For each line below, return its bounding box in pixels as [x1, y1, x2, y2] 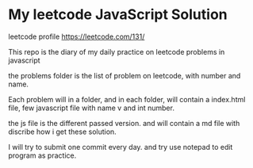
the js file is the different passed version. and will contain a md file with [8, 118, 240, 128]
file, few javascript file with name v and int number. [8, 103, 174, 113]
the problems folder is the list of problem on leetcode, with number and [8, 71, 241, 80]
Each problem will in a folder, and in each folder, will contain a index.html [8, 94, 246, 104]
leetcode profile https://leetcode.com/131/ [8, 32, 145, 41]
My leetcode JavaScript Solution [8, 6, 228, 24]
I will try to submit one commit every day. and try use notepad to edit [8, 142, 233, 151]
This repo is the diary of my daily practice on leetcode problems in [8, 47, 225, 56]
